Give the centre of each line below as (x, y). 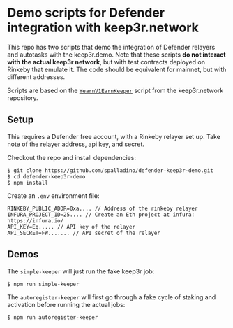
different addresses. (36, 77)
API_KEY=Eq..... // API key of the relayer (72, 227)
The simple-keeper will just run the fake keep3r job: (81, 271)
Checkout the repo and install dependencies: (72, 157)
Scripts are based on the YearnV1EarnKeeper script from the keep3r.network (115, 90)
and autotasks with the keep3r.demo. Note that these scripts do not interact (116, 55)
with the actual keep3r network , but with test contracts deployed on (106, 62)
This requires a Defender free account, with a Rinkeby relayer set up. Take (114, 136)
